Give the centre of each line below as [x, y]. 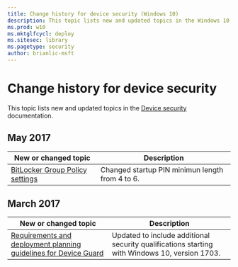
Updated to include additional [161, 236]
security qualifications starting [163, 244]
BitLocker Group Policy [49, 169]
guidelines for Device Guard [57, 254]
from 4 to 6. [120, 178]
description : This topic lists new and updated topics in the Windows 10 [119, 21]
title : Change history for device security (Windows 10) [93, 14]
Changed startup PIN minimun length [162, 169]
